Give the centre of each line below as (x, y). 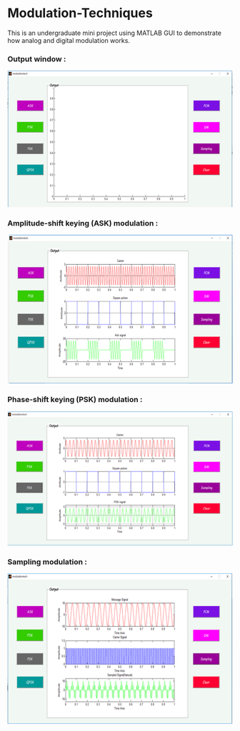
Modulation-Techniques (80, 13)
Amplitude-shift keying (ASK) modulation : (83, 223)
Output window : (37, 59)
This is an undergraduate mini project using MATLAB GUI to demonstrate (114, 33)
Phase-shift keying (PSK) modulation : (75, 400)
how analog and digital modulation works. (69, 40)
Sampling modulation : (47, 562)
